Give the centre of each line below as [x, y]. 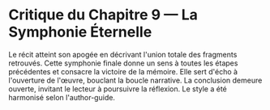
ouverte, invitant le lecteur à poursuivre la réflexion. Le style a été [118, 89]
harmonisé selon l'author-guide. [62, 97]
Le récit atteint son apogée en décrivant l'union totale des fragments [123, 54]
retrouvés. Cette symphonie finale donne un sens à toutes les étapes [123, 63]
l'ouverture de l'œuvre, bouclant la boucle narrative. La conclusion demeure [135, 80]
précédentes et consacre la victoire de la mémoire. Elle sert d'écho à [123, 71]
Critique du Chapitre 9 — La [103, 15]
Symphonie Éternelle [80, 32]
